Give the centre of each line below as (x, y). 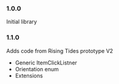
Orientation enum (37, 69)
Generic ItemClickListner (46, 63)
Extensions (29, 75)
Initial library (22, 22)
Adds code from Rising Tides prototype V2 (60, 51)
